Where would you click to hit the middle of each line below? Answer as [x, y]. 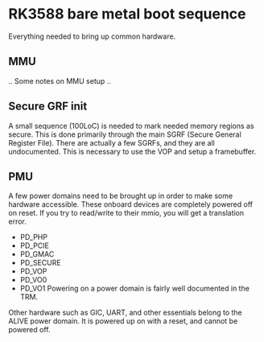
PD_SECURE [41, 263]
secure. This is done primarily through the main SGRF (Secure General [125, 134]
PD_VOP [33, 271]
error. [17, 221]
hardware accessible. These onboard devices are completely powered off [131, 204]
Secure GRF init [48, 107]
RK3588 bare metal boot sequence [127, 14]
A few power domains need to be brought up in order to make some [121, 196]
